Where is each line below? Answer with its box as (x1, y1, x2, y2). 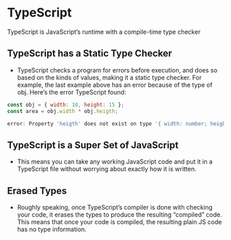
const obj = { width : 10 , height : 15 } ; (7, 101, 125, 108)
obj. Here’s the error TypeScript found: (16, 88, 126, 96)
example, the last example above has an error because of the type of (16, 81, 213, 89)
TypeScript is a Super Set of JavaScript (7, 139, 179, 151)
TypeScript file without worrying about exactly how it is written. (16, 165, 197, 173)
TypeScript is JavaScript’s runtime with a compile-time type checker (7, 28, 201, 36)
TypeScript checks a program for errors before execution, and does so (16, 66, 218, 74)
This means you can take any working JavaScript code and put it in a (16, 157, 213, 166)
